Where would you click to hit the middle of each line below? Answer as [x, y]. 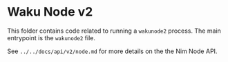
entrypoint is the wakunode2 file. [51, 37]
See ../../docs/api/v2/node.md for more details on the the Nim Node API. [112, 51]
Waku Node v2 [50, 12]
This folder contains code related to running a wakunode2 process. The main [114, 31]
